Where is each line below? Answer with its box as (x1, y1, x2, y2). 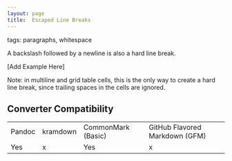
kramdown (42, 127, 77, 137)
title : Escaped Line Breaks (7, 17, 91, 23)
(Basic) (83, 131, 107, 141)
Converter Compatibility (7, 103, 114, 115)
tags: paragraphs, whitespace (7, 35, 92, 44)
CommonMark (83, 122, 130, 132)
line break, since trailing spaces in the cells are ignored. (7, 83, 166, 91)
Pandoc (10, 127, 36, 137)
